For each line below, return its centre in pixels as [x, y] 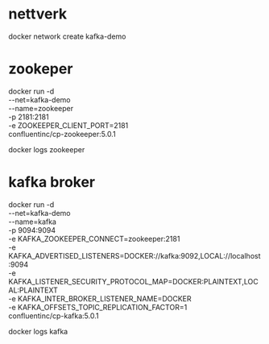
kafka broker [52, 182]
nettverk [37, 14]
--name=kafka [32, 222]
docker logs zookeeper [47, 149]
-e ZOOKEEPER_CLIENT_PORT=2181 [68, 125]
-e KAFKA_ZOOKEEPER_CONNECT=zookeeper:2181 [94, 238]
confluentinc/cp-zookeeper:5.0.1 [62, 134]
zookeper [41, 69]
